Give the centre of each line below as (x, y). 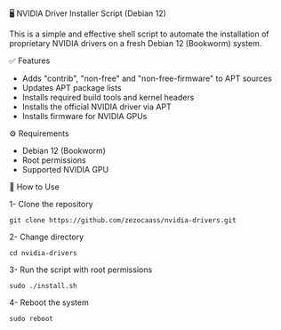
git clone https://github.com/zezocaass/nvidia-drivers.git (123, 221)
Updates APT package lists (72, 88)
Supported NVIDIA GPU (65, 169)
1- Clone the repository (51, 204)
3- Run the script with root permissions (81, 270)
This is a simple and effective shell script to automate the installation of (139, 34)
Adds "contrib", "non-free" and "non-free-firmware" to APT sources (147, 78)
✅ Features (30, 60)
